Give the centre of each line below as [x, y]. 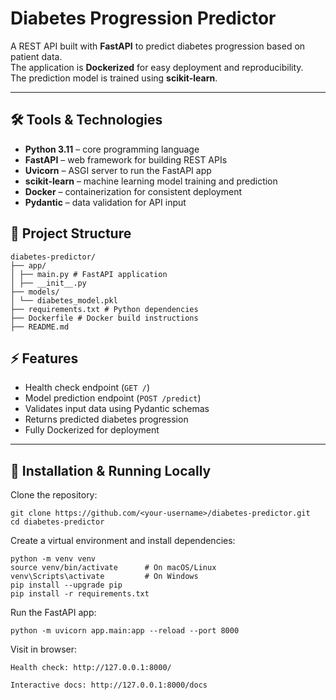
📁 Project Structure [71, 233]
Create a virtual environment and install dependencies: [123, 541]
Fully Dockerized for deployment [92, 430]
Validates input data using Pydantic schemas [117, 409]
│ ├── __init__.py [48, 283]
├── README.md [40, 327]
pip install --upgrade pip [66, 585]
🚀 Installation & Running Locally [111, 470]
